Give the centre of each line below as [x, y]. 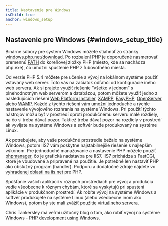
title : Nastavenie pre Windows [38, 10]
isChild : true [20, 15]
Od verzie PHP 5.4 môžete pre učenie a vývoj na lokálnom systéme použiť [81, 77]
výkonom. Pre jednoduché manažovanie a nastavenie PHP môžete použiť [81, 151]
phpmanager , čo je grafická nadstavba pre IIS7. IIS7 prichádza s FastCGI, [80, 156]
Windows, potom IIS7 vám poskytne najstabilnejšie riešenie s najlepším [79, 145]
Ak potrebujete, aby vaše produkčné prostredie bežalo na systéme [74, 140]
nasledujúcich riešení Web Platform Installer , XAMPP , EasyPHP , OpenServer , [84, 99]
